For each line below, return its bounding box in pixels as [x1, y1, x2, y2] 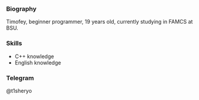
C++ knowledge [14, 53, 54, 60]
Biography [6, 5, 37, 13]
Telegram [6, 73, 34, 82]
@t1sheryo [6, 87, 33, 94]
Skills [6, 39, 23, 47]
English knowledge [14, 59, 61, 66]
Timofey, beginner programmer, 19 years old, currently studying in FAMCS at [6, 18, 193, 25]
